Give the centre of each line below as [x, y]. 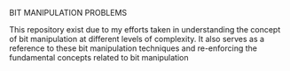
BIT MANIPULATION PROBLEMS [68, 13]
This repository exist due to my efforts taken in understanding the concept [145, 29]
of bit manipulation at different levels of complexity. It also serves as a [137, 39]
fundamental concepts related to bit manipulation [99, 57]
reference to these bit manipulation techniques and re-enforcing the [133, 48]
